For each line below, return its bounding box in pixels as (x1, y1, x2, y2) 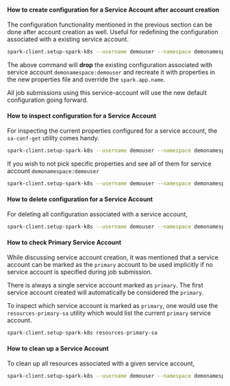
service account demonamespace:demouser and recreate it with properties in (7, 68, 216, 77)
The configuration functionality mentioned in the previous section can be (7, 21, 213, 29)
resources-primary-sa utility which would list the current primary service (7, 309, 211, 318)
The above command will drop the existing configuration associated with (7, 61, 213, 69)
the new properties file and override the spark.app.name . (7, 75, 166, 83)
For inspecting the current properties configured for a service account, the (7, 127, 218, 135)
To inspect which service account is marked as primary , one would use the (7, 302, 218, 310)
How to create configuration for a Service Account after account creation (7, 5, 220, 14)
